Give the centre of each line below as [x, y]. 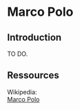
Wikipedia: [22, 92]
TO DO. [18, 54]
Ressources [33, 75]
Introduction [34, 37]
